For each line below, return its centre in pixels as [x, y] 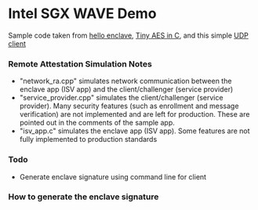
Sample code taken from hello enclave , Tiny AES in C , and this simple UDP [128, 35]
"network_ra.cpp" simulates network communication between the [125, 81]
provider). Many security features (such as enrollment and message [129, 106]
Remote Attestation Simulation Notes [80, 63]
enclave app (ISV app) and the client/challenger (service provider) [126, 89]
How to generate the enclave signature [84, 197]
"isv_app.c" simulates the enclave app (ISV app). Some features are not [134, 131]
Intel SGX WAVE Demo [82, 14]
